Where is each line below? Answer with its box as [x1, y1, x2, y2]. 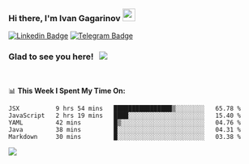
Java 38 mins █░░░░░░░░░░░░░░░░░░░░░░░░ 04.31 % [8, 125, 242, 133]
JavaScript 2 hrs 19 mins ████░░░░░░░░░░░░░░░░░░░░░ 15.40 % [8, 111, 242, 120]
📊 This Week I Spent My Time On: [8, 86, 126, 95]
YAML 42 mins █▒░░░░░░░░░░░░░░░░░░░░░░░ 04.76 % [8, 118, 242, 127]
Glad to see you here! [8, 51, 94, 62]
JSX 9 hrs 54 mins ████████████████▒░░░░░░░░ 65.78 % [8, 104, 242, 112]
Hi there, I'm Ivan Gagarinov [8, 12, 121, 23]
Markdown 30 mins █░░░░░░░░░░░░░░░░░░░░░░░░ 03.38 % [8, 132, 242, 141]
